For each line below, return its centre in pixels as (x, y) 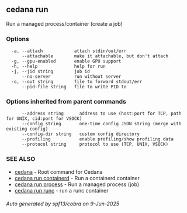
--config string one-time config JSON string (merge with (101, 124)
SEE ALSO (21, 159)
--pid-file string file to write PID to (74, 87)
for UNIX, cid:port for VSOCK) (44, 119)
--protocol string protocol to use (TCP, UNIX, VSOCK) (95, 145)
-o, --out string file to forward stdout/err (77, 82)
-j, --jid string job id (51, 72)
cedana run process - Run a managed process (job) (77, 184)
